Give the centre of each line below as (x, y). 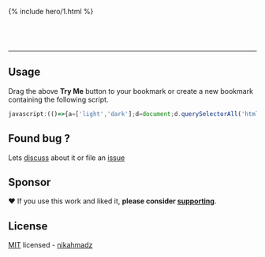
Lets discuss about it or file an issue (67, 158)
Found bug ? (39, 138)
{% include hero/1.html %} (51, 11)
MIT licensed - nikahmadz (50, 245)
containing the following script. (58, 99)
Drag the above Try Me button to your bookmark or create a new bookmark (131, 91)
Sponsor (30, 182)
